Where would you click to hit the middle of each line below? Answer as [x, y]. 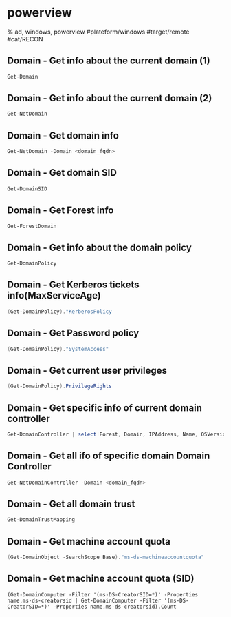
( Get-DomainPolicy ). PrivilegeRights [59, 386]
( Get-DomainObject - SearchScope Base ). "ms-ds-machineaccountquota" [106, 557]
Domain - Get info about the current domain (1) [109, 61]
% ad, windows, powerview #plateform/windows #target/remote [98, 32]
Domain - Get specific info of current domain [105, 408]
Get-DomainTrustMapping [41, 520]
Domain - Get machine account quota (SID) [101, 579]
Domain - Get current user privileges [87, 370]
